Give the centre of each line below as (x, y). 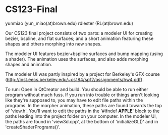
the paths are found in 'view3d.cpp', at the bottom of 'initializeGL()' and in (82, 121)
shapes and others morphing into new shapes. (53, 43)
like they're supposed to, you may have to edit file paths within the (74, 100)
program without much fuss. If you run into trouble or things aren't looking (82, 95)
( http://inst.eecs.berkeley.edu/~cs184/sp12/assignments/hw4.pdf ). (74, 79)
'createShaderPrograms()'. (33, 127)
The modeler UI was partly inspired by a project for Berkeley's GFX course (83, 74)
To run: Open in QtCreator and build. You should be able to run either (77, 89)
